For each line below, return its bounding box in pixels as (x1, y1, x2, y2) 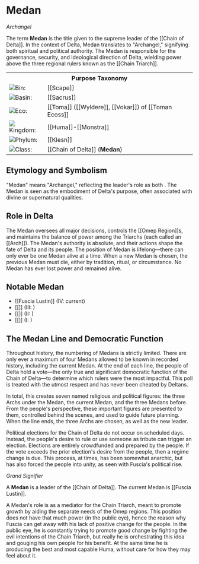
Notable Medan (6, 281, 64, 291)
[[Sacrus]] (47, 93, 76, 102)
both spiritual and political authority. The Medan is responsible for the (6, 47, 176, 54)
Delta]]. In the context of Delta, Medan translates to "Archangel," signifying (6, 41, 188, 48)
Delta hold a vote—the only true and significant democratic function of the (6, 369, 188, 376)
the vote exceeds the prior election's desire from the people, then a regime (6, 448, 189, 455)
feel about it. (6, 552, 37, 559)
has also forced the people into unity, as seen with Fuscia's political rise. (6, 461, 183, 468)
